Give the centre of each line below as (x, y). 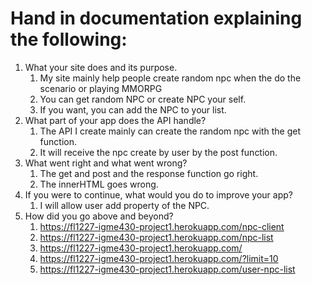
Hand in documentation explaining (156, 18)
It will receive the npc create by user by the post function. (158, 152)
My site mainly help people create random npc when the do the (170, 78)
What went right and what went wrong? (106, 163)
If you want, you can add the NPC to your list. (133, 109)
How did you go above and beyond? (99, 216)
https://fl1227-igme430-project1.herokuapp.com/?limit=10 (159, 258)
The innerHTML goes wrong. (99, 184)
